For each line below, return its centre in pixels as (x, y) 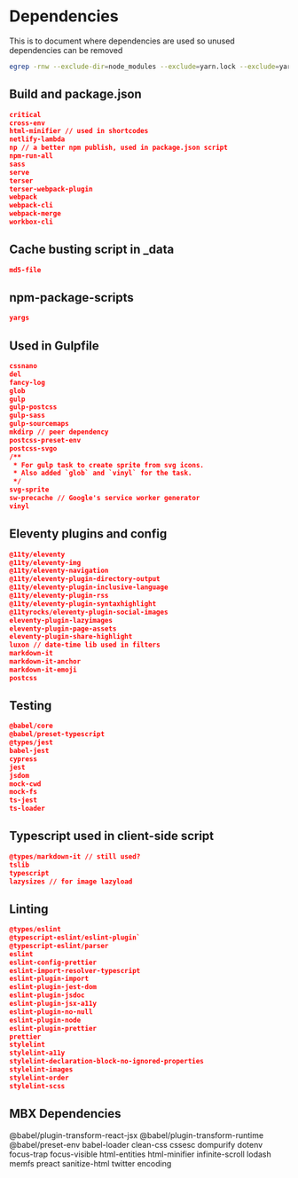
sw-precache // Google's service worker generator (105, 499)
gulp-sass (27, 416)
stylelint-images (41, 1070)
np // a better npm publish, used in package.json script (118, 148)
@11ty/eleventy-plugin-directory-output (85, 579)
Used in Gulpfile (54, 346)
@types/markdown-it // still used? (75, 856)
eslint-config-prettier (53, 962)
